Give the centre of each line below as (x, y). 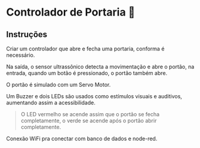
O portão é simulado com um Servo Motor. (59, 84)
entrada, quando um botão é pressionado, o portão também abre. (87, 73)
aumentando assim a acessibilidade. (51, 102)
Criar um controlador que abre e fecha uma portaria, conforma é (85, 49)
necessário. (21, 55)
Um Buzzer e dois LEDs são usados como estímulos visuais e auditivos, (94, 96)
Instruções (27, 34)
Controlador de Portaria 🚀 (71, 12)
